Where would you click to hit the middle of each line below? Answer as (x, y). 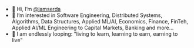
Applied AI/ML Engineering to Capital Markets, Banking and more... (93, 28)
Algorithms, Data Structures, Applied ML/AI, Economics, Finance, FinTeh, (100, 21)
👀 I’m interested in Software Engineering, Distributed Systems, (87, 15)
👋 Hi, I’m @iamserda (36, 9)
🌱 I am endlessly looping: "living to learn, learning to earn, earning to (95, 34)
